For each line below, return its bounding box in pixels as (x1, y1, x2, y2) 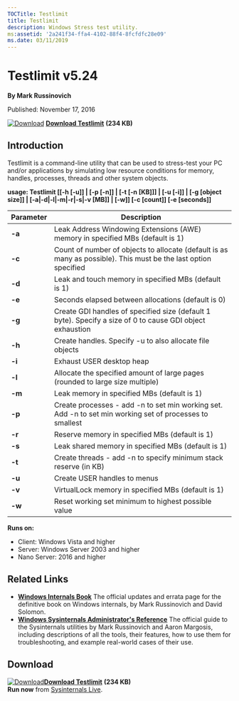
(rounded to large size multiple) (53, 376, 159, 386)
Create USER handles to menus (53, 473, 159, 483)
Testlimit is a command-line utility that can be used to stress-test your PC (7, 158, 223, 167)
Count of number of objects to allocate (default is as (53, 244, 228, 254)
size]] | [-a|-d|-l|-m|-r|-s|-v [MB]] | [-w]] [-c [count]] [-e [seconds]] (7, 195, 212, 203)
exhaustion (53, 324, 91, 334)
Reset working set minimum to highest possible (53, 496, 212, 506)
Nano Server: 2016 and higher (17, 553, 106, 561)
